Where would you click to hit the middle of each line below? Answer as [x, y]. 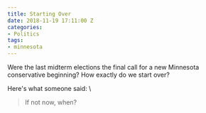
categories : [25, 27]
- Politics [23, 34]
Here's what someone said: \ [49, 88]
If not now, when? [50, 102]
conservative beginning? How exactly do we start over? [89, 75]
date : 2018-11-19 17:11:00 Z [50, 21]
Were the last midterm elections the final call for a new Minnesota [103, 67]
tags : [15, 41]
